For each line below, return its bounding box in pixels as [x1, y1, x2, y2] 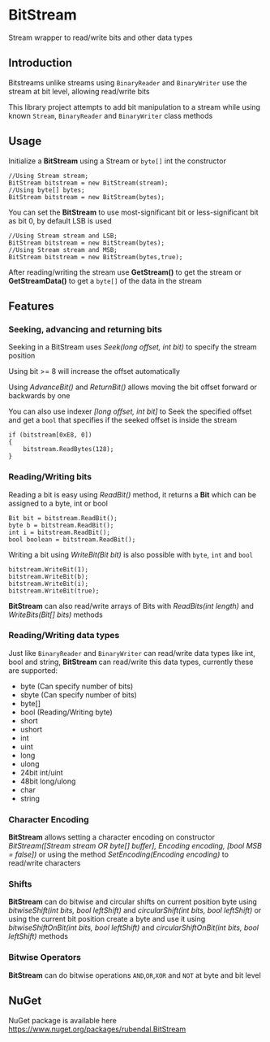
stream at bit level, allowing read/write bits [8, 86, 150, 96]
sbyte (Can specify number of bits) [19, 689, 138, 700]
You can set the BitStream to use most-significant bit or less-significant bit [8, 207, 259, 217]
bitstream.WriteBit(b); [8, 572, 89, 580]
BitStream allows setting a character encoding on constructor [8, 832, 215, 842]
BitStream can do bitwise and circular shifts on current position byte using [8, 897, 258, 907]
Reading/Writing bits [8, 471, 92, 483]
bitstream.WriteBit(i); [8, 580, 89, 588]
